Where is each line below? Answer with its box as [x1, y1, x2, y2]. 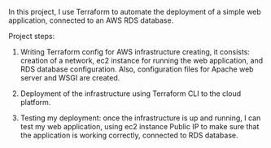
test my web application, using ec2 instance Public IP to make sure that [20, 122, 260, 131]
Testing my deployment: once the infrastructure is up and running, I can [20, 113, 261, 123]
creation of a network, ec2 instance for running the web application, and [20, 56, 263, 65]
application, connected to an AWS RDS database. [8, 15, 174, 25]
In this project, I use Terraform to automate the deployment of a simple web [8, 7, 262, 16]
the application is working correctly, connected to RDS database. [20, 130, 238, 140]
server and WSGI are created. [20, 73, 120, 82]
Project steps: [8, 32, 55, 41]
